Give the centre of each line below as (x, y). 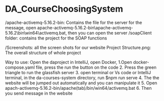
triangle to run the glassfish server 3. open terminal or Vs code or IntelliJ (78, 72)
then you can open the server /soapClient (110, 33)
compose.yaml (20, 67)
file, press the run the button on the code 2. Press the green (96, 67)
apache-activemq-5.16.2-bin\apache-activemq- (85, 27)
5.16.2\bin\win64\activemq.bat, (36, 33)
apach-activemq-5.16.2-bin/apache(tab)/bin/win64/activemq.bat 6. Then (78, 88)
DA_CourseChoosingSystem (64, 9)
